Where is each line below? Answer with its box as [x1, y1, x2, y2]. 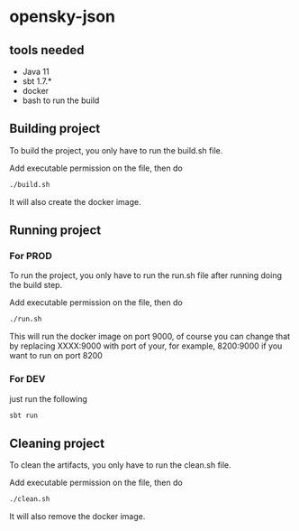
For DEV [9, 373, 46, 386]
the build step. [9, 280, 63, 291]
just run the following [9, 393, 88, 404]
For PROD [9, 250, 52, 262]
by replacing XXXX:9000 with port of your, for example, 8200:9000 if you [9, 340, 283, 351]
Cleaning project [9, 435, 105, 451]
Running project [9, 223, 102, 238]
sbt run [9, 411, 39, 420]
